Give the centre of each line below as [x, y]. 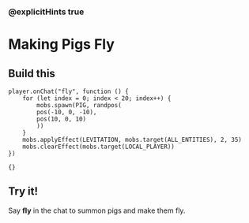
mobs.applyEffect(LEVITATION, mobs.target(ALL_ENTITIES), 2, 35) [132, 139]
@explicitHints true [46, 12]
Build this [32, 73]
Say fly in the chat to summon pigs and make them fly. [97, 210]
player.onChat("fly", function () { [68, 91]
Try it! [23, 191]
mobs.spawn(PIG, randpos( [79, 105]
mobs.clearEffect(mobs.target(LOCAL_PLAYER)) [99, 147]
